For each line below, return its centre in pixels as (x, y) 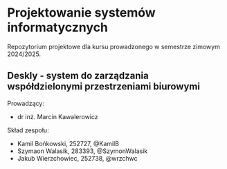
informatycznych (58, 27)
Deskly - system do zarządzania (78, 76)
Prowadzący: (26, 103)
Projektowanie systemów (81, 13)
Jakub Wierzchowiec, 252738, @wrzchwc (77, 158)
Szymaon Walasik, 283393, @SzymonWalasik (82, 151)
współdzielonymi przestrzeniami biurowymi (104, 87)
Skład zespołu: (28, 130)
